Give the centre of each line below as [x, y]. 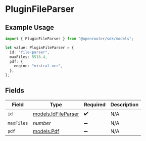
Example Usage [30, 27]
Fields [15, 91]
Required [95, 104]
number [42, 123]
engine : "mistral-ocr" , [39, 66]
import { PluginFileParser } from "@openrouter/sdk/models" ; [70, 39]
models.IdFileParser [56, 114]
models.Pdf [46, 131]
